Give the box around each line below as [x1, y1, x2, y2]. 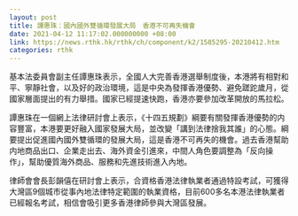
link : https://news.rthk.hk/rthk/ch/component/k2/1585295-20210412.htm [9, 37, 279, 47]
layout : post [9, 12, 58, 22]
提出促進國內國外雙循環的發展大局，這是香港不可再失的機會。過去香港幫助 [16, 135, 289, 145]
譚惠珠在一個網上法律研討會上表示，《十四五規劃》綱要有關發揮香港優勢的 [9, 112, 278, 123]
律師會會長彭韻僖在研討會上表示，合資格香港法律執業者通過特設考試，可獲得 [9, 175, 289, 186]
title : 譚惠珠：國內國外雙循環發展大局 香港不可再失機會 [9, 21, 196, 30]
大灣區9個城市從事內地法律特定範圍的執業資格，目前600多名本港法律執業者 [9, 187, 286, 197]
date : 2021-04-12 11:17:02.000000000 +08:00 [9, 29, 176, 38]
